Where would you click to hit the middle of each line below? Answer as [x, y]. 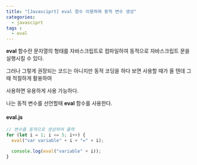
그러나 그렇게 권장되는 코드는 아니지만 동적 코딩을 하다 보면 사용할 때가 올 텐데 [96, 71]
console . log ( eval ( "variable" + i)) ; [56, 151]
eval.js [14, 117]
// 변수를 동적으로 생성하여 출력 [40, 130]
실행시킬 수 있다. [25, 58]
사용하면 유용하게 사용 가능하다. [42, 91]
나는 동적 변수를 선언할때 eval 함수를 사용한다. [59, 103]
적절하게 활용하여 [32, 78]
